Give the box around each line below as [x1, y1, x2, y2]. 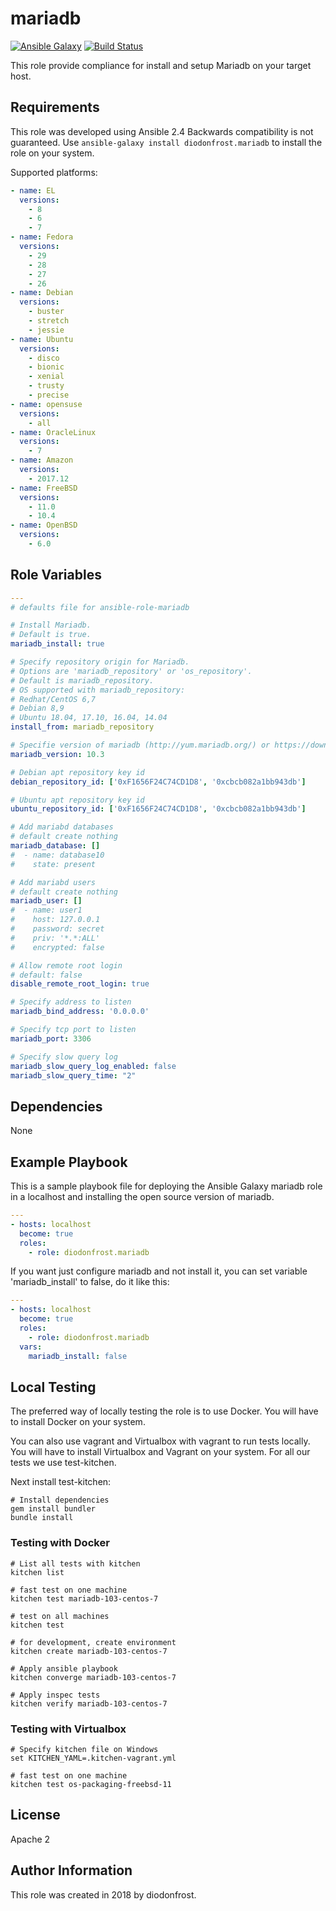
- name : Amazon [10, 455, 74, 466]
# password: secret [10, 924, 105, 934]
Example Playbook [10, 1153, 128, 1171]
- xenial [28, 372, 65, 382]
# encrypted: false [10, 942, 105, 952]
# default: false [10, 970, 83, 980]
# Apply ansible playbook [10, 1663, 118, 1674]
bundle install [10, 1513, 74, 1523]
